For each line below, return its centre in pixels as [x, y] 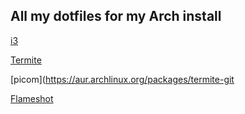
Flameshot [32, 98]
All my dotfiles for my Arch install [116, 16]
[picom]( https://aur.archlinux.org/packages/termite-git [122, 79]
